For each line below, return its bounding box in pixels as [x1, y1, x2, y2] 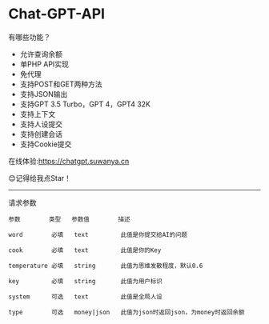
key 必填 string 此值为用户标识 [8, 277, 163, 285]
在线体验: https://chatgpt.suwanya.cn [8, 156, 130, 166]
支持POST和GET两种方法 [19, 79, 102, 89]
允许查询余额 [19, 49, 62, 58]
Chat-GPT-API [8, 5, 106, 23]
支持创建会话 [19, 129, 62, 138]
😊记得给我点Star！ [8, 173, 72, 182]
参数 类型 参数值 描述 [8, 215, 130, 223]
